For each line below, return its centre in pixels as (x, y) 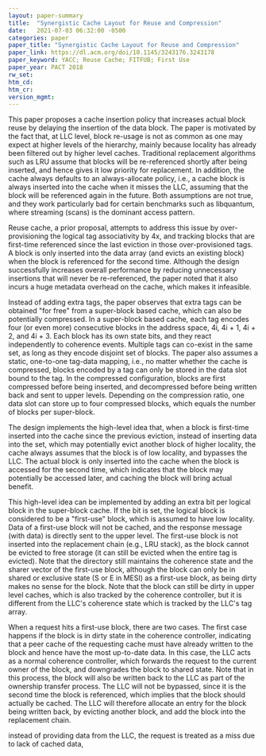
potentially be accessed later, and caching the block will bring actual (120, 479)
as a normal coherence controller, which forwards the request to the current (132, 661)
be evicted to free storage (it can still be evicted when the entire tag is (123, 552)
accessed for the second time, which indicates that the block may (116, 470)
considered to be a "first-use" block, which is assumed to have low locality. (131, 519)
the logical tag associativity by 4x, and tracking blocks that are (153, 236)
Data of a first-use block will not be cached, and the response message (125, 527)
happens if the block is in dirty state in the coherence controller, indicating (130, 636)
